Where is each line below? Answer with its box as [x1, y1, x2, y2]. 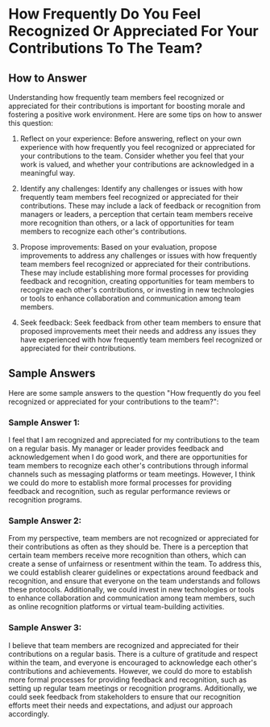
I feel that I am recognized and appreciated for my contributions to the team [8, 435, 260, 445]
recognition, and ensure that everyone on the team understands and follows [8, 576, 260, 586]
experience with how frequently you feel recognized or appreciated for [19, 143, 255, 152]
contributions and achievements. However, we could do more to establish [8, 666, 252, 675]
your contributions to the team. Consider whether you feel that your [19, 151, 244, 160]
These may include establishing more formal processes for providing [19, 268, 249, 277]
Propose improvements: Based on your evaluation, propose [19, 243, 218, 251]
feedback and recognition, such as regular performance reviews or [8, 487, 231, 496]
